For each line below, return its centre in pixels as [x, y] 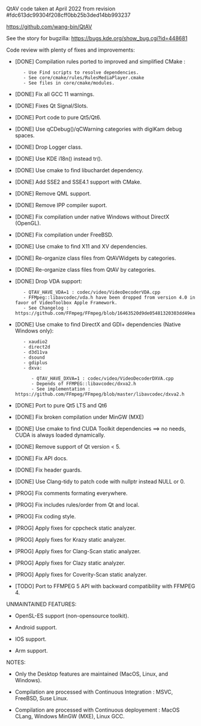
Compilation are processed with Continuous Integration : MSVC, [94, 692]
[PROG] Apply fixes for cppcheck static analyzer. [75, 528]
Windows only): [34, 331]
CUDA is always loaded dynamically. [60, 435]
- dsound [34, 358]
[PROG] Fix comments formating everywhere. [71, 493]
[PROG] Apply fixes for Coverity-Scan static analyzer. [81, 574]
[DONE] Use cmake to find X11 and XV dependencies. [81, 246]
